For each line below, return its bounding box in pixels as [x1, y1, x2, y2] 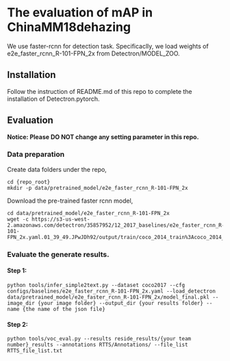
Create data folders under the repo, [7, 165, 107, 173]
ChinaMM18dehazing [7, 19, 131, 35]
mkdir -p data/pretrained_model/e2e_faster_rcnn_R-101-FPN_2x [7, 184, 188, 191]
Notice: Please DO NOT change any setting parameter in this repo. [7, 132, 199, 141]
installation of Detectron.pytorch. [7, 95, 101, 103]
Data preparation [7, 149, 65, 159]
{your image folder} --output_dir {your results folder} [37, 299, 204, 306]
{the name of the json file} [22, 306, 106, 312]
